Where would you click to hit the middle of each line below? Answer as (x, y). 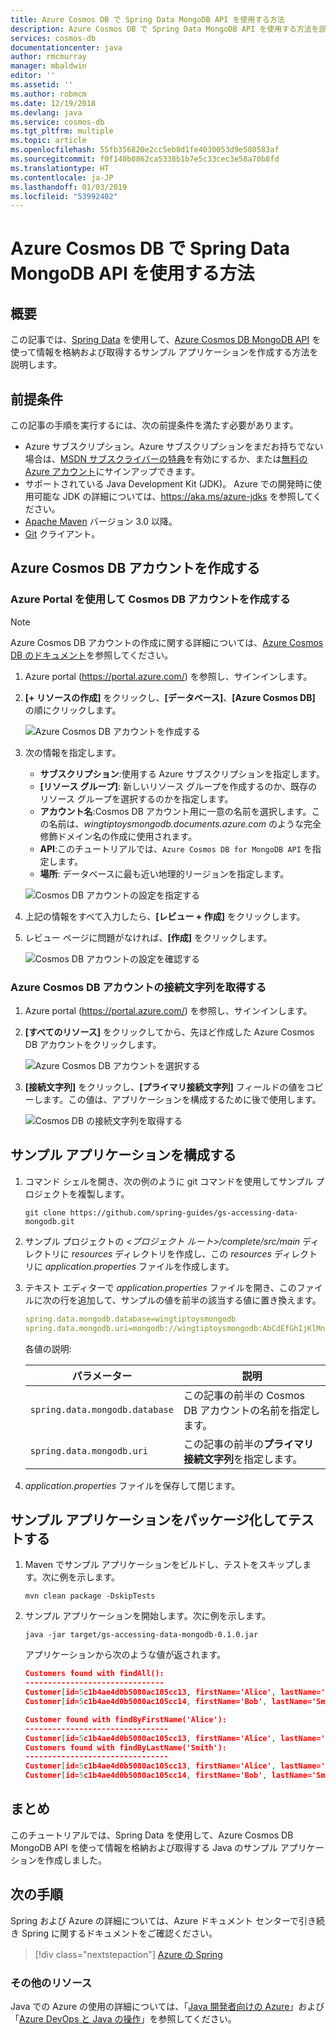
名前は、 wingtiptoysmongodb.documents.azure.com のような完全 (185, 823)
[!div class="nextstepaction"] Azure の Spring (128, 1954)
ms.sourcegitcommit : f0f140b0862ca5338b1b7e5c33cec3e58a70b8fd (145, 159)
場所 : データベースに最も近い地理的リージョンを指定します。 (164, 873)
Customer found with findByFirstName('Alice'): (126, 1719)
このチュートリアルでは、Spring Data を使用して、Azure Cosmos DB (152, 1835)
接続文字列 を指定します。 (243, 1459)
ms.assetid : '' (42, 85)
